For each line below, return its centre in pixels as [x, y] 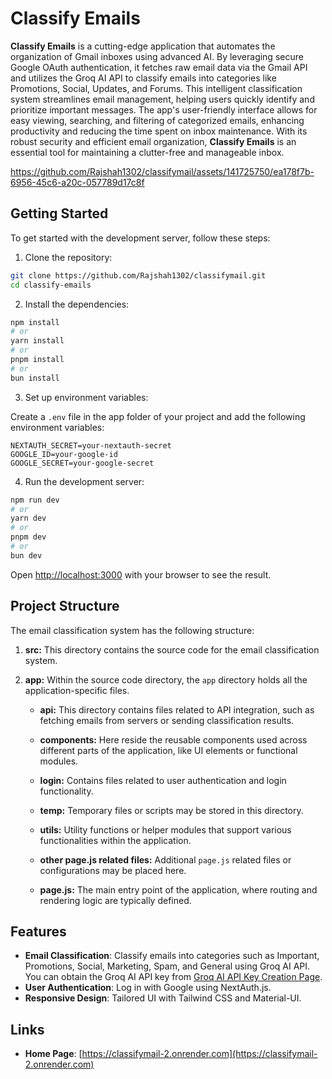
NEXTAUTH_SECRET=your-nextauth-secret [91, 445]
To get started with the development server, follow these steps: [140, 238]
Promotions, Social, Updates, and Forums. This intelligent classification [156, 88]
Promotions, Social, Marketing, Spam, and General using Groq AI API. [167, 966]
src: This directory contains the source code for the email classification [172, 649]
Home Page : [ [53, 1054]
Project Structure [65, 606]
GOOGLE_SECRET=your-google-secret [82, 463]
